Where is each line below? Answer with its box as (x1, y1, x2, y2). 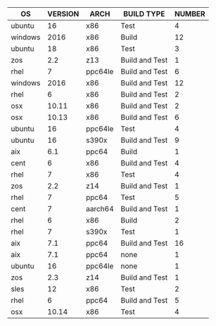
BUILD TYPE (122, 9, 165, 18)
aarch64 (85, 204, 114, 213)
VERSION (47, 9, 80, 18)
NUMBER (174, 9, 205, 18)
